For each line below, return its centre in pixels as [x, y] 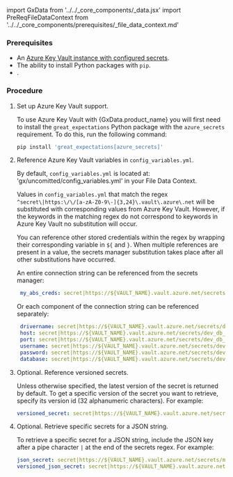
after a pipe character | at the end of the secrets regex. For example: [115, 447]
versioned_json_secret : [51, 467]
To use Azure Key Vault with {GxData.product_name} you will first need [118, 119]
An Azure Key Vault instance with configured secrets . [93, 58]
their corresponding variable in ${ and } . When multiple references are [117, 245]
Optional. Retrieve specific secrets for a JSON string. [92, 426]
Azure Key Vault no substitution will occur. [77, 224]
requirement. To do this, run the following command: [92, 134]
